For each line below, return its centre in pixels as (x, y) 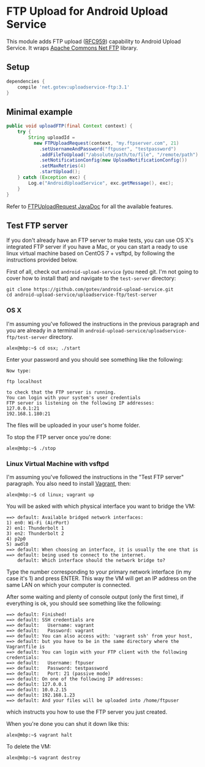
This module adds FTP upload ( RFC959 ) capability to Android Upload (94, 41)
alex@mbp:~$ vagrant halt (39, 735)
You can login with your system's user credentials (73, 397)
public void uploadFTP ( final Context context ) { (69, 126)
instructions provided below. (42, 260)
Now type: (19, 371)
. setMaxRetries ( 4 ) (62, 166)
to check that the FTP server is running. (61, 392)
